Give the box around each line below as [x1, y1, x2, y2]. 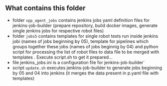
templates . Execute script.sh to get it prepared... [12, 54, 113, 60]
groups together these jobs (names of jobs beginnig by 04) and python [12, 43, 159, 49]
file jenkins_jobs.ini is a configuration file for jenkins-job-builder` [12, 59, 145, 65]
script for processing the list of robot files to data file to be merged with [12, 49, 160, 55]
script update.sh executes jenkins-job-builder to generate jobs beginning [12, 65, 163, 71]
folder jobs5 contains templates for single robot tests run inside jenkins [12, 33, 159, 39]
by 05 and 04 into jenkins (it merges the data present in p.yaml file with [12, 70, 159, 76]
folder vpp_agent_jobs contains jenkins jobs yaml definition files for [12, 17, 150, 23]
